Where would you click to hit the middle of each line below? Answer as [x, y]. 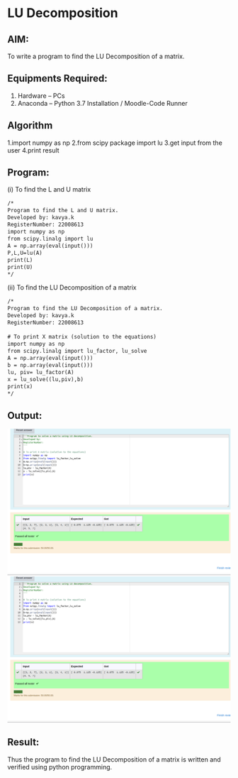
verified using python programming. [60, 767]
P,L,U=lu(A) [25, 253]
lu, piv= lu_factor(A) [41, 373]
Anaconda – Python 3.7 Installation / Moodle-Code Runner [102, 103]
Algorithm [30, 126]
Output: [25, 416]
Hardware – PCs [41, 95]
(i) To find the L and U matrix [49, 190]
